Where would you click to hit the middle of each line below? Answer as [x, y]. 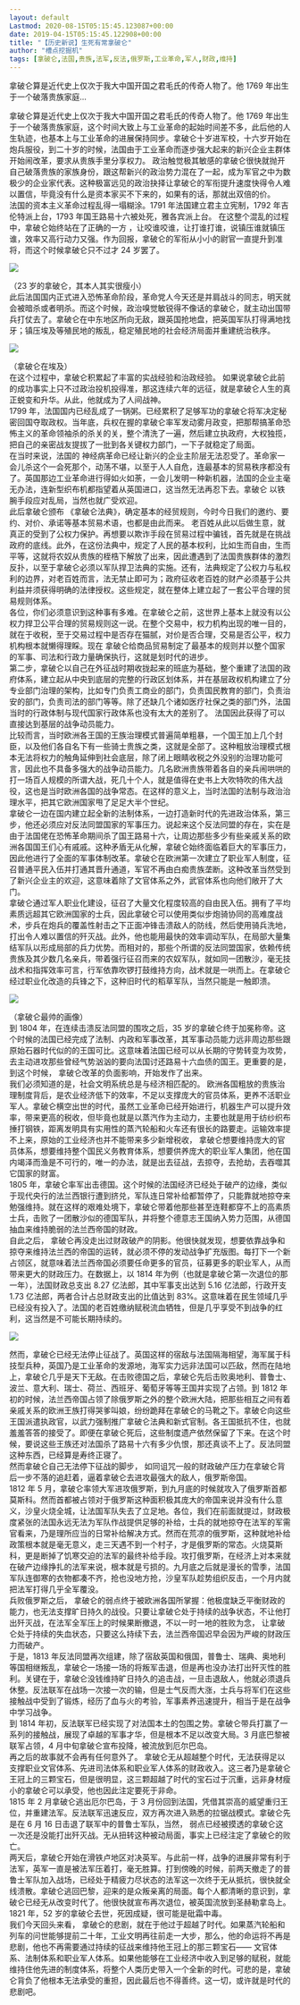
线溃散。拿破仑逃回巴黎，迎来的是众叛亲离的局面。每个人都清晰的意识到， [146, 1891]
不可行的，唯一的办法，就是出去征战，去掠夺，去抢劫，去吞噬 [169, 1162]
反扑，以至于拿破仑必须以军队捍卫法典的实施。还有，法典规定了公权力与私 [146, 567]
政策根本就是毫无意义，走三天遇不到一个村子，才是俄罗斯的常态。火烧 [138, 1544]
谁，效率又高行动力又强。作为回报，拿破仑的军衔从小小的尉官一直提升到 [142, 239]
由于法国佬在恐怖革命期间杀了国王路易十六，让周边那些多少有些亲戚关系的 [146, 836]
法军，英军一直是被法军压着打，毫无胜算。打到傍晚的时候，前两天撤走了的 [146, 1869]
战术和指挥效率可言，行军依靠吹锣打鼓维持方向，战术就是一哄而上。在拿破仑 [150, 970]
